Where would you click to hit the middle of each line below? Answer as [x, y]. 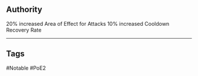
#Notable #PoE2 [26, 68]
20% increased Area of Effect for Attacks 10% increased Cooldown [88, 23]
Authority [24, 10]
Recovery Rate [24, 30]
